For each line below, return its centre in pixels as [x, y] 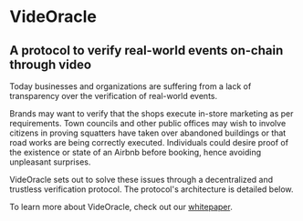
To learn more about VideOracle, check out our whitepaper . [121, 207]
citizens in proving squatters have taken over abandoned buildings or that [148, 133]
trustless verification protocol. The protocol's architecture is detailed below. [151, 189]
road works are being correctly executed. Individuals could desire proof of [149, 142]
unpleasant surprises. [50, 162]
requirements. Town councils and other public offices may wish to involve [148, 123]
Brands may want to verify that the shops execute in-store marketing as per [151, 114]
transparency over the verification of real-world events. [113, 96]
